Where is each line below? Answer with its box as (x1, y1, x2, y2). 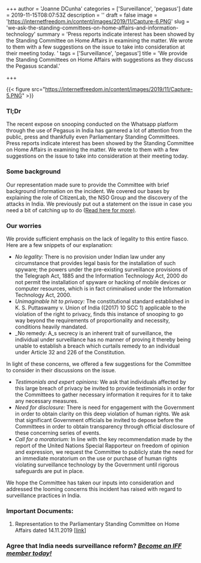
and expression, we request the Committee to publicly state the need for (14, 448, 193, 455)
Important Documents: (6, 507, 74, 515)
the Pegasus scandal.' (6, 62, 60, 70)
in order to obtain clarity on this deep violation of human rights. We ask (14, 410, 190, 417)
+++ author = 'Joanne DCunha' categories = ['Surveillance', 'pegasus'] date (6, 5, 193, 12)
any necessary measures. (14, 397, 79, 404)
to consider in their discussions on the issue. (6, 366, 117, 374)
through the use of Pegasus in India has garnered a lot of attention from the (6, 127, 193, 134)
